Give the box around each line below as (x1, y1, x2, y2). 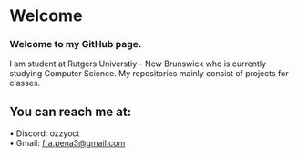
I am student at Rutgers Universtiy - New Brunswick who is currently (9, 58, 267, 69)
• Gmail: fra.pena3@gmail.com (9, 138, 126, 149)
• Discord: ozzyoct (9, 128, 80, 139)
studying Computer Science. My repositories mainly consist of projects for (9, 68, 289, 79)
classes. (9, 78, 41, 89)
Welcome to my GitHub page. (9, 38, 142, 51)
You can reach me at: (9, 103, 132, 119)
